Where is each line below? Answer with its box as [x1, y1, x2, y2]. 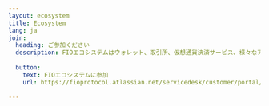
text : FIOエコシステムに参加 [22, 71, 109, 79]
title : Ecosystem [8, 19, 66, 27]
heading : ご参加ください [15, 41, 90, 49]
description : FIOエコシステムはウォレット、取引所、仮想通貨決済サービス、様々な [15, 49, 258, 57]
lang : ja [8, 26, 38, 34]
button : [15, 64, 42, 72]
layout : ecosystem [8, 11, 70, 20]
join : [8, 33, 26, 42]
